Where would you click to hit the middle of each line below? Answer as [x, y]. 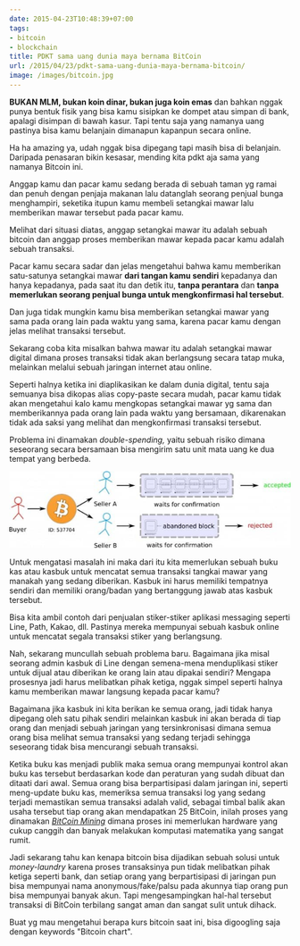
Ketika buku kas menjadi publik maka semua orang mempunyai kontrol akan [149, 764]
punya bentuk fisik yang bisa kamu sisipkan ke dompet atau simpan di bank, [150, 111]
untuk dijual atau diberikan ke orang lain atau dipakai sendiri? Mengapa [140, 672]
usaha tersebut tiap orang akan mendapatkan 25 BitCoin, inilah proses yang [149, 811]
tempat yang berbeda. [50, 458]
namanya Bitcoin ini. [46, 166]
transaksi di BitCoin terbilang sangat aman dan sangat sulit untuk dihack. [143, 904]
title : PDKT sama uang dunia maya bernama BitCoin [105, 57]
